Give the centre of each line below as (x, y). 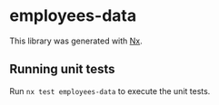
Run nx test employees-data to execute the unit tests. (110, 91)
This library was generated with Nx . (76, 41)
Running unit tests (62, 69)
